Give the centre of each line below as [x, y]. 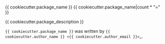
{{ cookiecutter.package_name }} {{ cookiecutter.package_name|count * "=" [83, 7]
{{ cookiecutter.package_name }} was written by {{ [58, 31]
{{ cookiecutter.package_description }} [45, 22]
